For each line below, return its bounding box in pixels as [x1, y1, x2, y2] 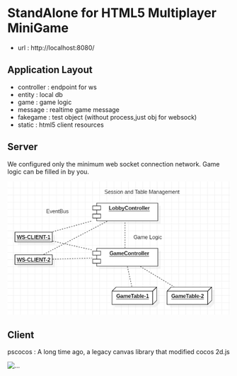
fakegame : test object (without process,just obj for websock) [17, 113, 197, 121]
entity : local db [17, 90, 64, 98]
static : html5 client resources [17, 120, 104, 129]
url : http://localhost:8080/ [17, 43, 95, 52]
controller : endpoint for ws [17, 83, 97, 91]
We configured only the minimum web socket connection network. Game [7, 159, 221, 168]
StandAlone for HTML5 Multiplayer [7, 5, 217, 21]
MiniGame [7, 20, 69, 36]
